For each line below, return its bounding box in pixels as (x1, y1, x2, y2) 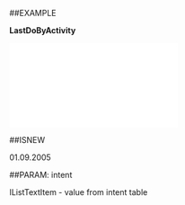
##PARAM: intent (9, 170, 73, 180)
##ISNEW (9, 135, 46, 145)
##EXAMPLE (9, 8, 57, 18)
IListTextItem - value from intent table (9, 187, 148, 197)
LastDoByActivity (9, 25, 76, 35)
